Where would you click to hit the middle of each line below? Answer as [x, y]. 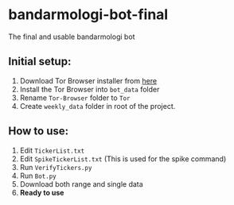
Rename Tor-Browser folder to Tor [75, 98]
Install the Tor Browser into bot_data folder [90, 89]
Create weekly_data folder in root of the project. [97, 106]
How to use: [39, 132]
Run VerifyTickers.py [56, 167]
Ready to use [42, 192]
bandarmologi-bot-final [88, 15]
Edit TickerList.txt [52, 150]
